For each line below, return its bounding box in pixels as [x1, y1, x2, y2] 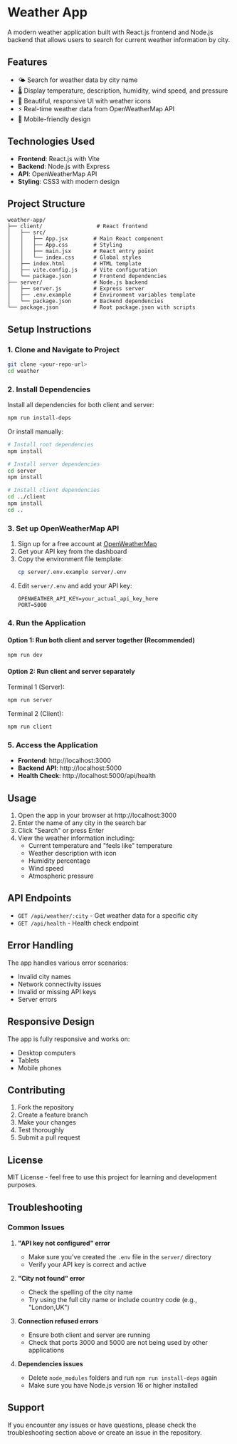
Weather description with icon [28, 849, 117, 858]
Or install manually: [7, 427, 64, 436]
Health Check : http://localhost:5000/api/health [17, 772, 157, 780]
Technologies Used [7, 135, 95, 148]
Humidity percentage [28, 856, 91, 865]
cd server [7, 467, 37, 474]
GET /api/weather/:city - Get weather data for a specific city [17, 911, 198, 920]
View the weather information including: [17, 834, 135, 842]
